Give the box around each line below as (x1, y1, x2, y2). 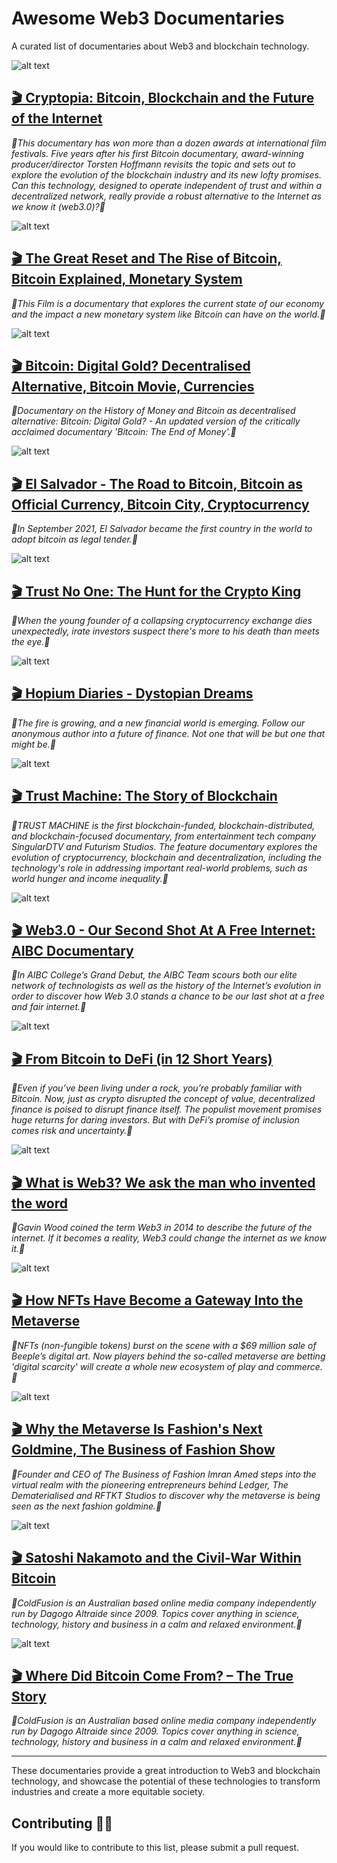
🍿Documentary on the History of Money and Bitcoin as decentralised (11, 405, 296, 417)
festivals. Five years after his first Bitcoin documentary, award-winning (11, 147, 304, 159)
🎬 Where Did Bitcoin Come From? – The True (11, 1667, 294, 1684)
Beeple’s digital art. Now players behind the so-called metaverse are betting (11, 1350, 326, 1362)
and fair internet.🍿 (11, 1001, 87, 1013)
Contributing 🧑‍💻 (11, 1815, 114, 1832)
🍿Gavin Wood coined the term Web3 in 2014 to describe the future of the (11, 1222, 313, 1234)
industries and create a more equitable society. (11, 1786, 206, 1798)
